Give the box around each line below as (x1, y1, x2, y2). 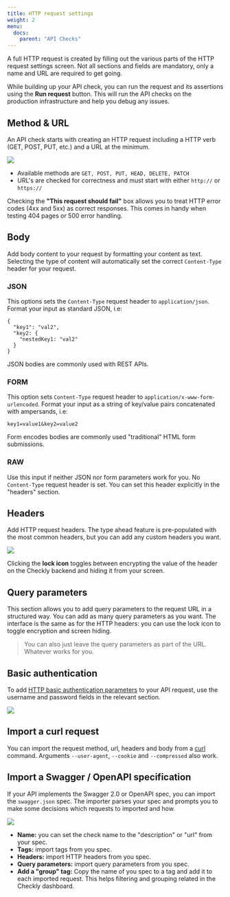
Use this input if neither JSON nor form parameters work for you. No (7, 473, 200, 481)
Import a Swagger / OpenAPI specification (7, 772, 192, 783)
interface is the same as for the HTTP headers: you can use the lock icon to (7, 620, 221, 628)
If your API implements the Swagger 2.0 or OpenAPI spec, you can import (7, 790, 216, 798)
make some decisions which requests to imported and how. (7, 804, 175, 812)
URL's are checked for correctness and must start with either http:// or (16, 176, 221, 184)
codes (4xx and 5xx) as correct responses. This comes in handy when (7, 204, 207, 212)
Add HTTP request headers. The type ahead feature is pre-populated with (7, 526, 217, 534)
